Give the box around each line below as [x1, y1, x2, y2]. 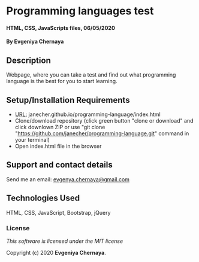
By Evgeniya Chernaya [6, 38, 64, 45]
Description [6, 55, 51, 65]
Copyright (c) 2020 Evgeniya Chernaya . [6, 249, 106, 256]
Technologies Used [6, 193, 80, 203]
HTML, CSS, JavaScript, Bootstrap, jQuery [6, 209, 111, 216]
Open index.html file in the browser [14, 142, 102, 150]
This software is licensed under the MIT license [6, 237, 123, 245]
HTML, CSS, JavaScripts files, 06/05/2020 [6, 24, 116, 31]
